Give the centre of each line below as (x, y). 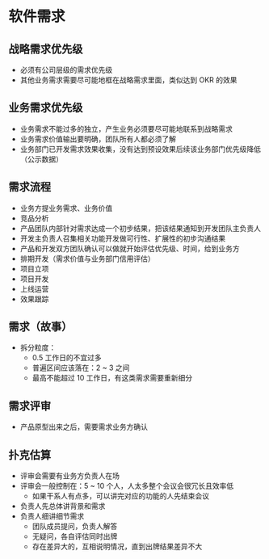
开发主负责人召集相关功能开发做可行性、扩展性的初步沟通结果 (123, 238)
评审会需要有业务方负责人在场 (69, 476)
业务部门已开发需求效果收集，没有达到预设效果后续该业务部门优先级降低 (140, 149)
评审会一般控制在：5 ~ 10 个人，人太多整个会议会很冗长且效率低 (127, 486)
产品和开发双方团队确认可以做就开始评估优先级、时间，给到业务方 (130, 248)
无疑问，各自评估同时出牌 (75, 536)
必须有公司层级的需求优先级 (66, 70)
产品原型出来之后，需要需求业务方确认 (84, 427)
